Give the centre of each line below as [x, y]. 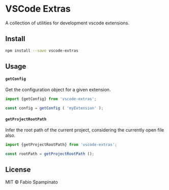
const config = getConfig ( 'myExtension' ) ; [54, 108]
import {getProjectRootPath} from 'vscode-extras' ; [61, 145]
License [18, 170]
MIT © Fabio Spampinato [32, 182]
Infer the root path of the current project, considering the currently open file [85, 130]
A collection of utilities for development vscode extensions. [67, 23]
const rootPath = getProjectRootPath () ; [50, 154]
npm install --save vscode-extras [42, 51]
